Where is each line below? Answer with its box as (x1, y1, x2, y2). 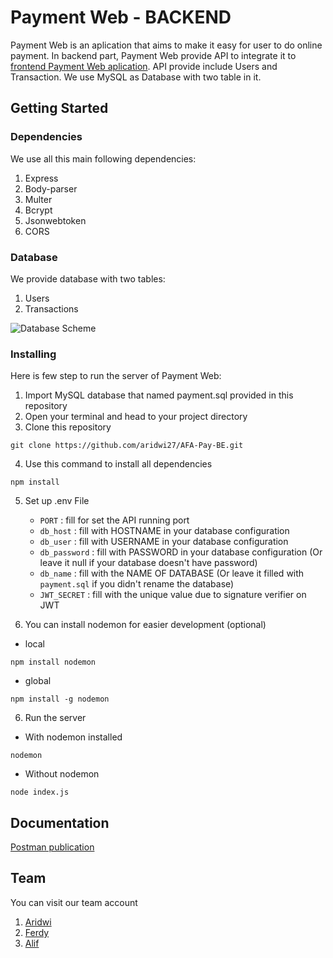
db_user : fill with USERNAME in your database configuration (39, 536, 289, 548)
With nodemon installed (24, 731, 123, 743)
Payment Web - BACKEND (10, 6, 232, 29)
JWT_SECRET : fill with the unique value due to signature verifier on (39, 589, 307, 601)
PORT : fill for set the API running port (39, 514, 190, 526)
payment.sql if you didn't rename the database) (39, 578, 235, 590)
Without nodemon (24, 768, 100, 780)
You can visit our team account (10, 896, 138, 908)
